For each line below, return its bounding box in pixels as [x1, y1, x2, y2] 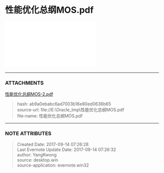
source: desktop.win [17, 157, 59, 163]
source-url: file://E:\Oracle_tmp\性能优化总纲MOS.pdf [17, 107, 124, 113]
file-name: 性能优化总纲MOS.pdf [17, 113, 83, 119]
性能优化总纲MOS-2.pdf [5, 91, 54, 97]
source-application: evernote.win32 [17, 162, 89, 168]
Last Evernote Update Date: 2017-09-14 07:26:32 [17, 147, 116, 152]
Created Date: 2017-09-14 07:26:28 [17, 141, 89, 147]
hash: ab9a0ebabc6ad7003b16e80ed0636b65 [17, 101, 111, 107]
